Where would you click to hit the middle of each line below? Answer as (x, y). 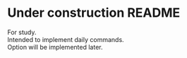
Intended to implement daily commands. (66, 39)
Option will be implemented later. (55, 47)
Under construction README (94, 13)
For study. (22, 32)
